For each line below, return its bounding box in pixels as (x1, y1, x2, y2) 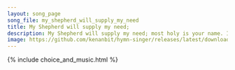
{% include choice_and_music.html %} (7, 55, 119, 64)
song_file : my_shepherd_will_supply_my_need (7, 17, 139, 24)
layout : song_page (7, 10, 61, 17)
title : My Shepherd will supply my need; (7, 23, 130, 30)
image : (7, 36, 27, 43)
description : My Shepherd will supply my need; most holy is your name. (7, 29, 224, 37)
